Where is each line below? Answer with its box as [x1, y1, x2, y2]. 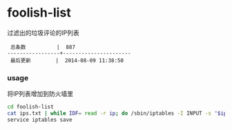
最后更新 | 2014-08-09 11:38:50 [10, 57, 124, 64]
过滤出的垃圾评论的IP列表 [7, 28, 79, 37]
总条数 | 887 [10, 44, 76, 50]
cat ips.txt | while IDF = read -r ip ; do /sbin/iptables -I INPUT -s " [7, 110, 218, 117]
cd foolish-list [7, 104, 54, 111]
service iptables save [7, 116, 72, 123]
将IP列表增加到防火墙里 [7, 90, 74, 98]
